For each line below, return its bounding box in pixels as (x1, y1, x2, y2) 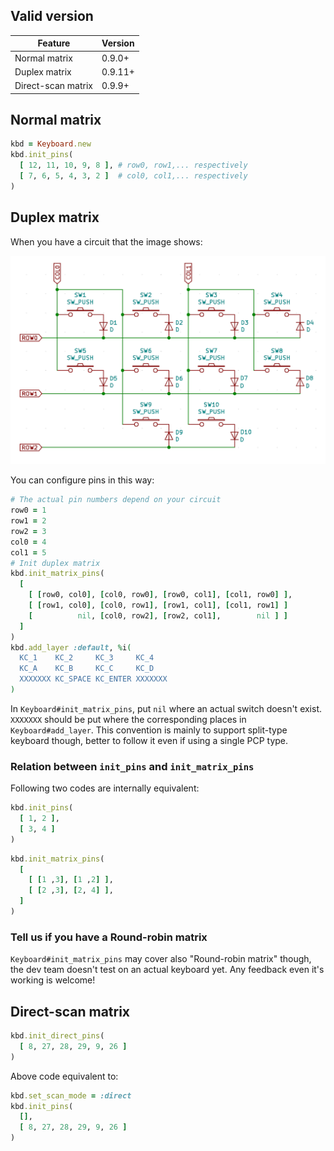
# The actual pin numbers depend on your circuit (10, 495, 222, 505)
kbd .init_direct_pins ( (10, 1031, 105, 1041)
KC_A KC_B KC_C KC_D (19, 664, 155, 674)
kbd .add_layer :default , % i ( (10, 642, 132, 653)
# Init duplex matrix (10, 558, 101, 568)
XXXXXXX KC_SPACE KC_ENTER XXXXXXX (19, 674, 168, 684)
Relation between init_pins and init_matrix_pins (10, 759, 255, 773)
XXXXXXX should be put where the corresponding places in (10, 713, 247, 725)
